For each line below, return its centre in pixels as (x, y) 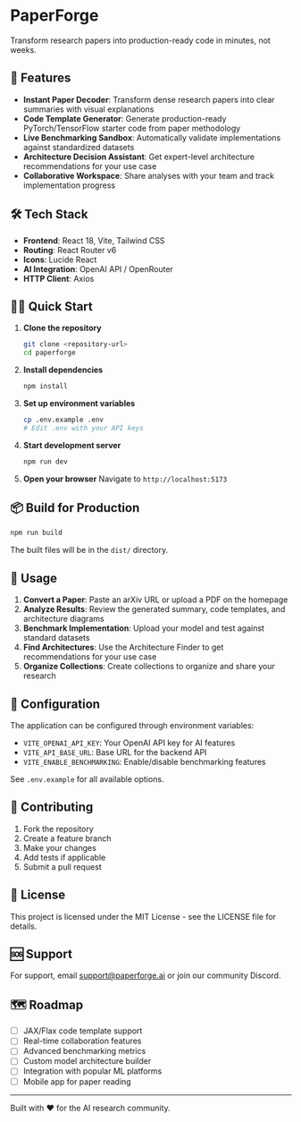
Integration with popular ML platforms (92, 1071)
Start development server (72, 445)
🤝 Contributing (52, 807)
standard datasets (56, 638)
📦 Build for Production (75, 508)
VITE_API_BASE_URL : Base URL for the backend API (115, 752)
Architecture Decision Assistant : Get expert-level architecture (139, 157)
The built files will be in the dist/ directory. (89, 550)
